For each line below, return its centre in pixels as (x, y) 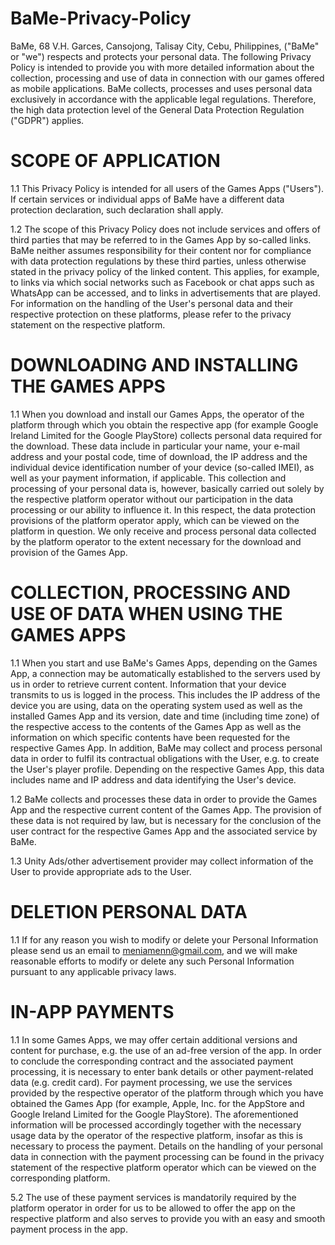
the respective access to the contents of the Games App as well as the (156, 726)
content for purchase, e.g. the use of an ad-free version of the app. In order (166, 1050)
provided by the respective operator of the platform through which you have (167, 1093)
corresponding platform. (60, 1178)
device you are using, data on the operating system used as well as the (156, 705)
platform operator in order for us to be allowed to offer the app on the (153, 1208)
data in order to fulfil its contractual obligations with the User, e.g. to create (165, 758)
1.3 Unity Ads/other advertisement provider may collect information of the (162, 861)
